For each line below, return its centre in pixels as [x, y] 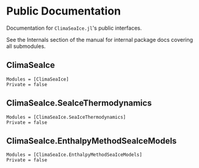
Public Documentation [64, 11]
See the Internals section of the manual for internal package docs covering [99, 39]
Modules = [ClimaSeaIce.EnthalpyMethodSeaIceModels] [74, 155]
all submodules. [26, 46]
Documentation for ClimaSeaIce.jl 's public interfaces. [74, 28]
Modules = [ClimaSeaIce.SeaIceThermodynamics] [66, 117]
